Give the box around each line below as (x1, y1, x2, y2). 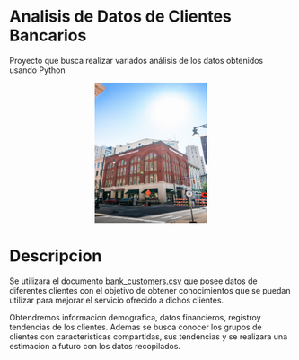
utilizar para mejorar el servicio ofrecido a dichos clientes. (9, 294, 224, 305)
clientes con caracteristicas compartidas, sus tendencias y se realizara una (9, 330, 288, 342)
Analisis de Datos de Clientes (9, 6, 232, 27)
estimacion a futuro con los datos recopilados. (9, 340, 181, 351)
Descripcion (9, 246, 102, 267)
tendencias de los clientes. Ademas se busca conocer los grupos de (9, 321, 262, 332)
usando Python (9, 65, 66, 75)
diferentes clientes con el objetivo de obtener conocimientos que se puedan (9, 285, 291, 295)
